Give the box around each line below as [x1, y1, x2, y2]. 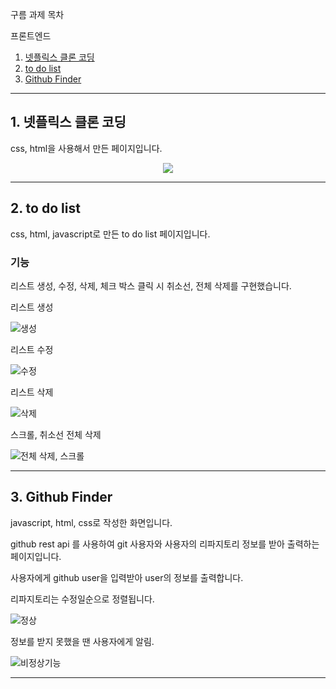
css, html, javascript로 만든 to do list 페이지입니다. [10, 228, 211, 240]
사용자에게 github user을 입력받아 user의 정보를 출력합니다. [10, 571, 244, 583]
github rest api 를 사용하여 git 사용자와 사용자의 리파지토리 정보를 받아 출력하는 [10, 538, 320, 550]
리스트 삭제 [10, 386, 54, 398]
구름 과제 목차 [10, 9, 65, 20]
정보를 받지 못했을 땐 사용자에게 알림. [10, 635, 155, 647]
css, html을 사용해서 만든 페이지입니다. [10, 142, 163, 154]
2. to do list [10, 200, 81, 217]
